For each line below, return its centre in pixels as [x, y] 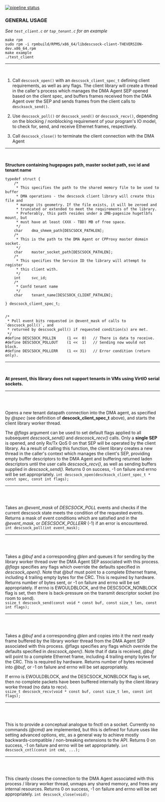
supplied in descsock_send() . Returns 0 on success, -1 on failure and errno [81, 469]
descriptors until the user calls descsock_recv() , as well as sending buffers [81, 464]
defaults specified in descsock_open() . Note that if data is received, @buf [80, 652]
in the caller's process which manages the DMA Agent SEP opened [80, 91]
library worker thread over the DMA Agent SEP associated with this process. [82, 562]
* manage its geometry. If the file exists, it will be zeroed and [86, 205]
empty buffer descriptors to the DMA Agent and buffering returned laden [79, 459]
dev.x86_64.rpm [21, 49]
